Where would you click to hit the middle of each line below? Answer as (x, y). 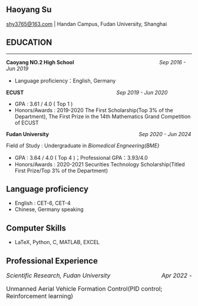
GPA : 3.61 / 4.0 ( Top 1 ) (44, 104)
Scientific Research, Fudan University (58, 275)
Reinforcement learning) (40, 296)
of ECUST (27, 123)
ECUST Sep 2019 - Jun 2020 (87, 92)
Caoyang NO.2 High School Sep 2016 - (96, 62)
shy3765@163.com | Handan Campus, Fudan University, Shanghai (87, 24)
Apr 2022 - (176, 275)
